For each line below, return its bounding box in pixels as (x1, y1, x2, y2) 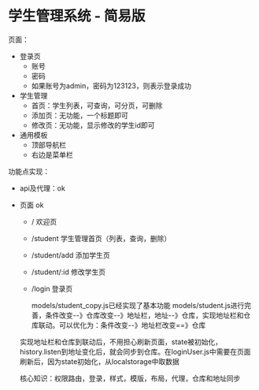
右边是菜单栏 (31, 150, 73, 159)
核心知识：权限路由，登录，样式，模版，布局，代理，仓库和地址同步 (19, 373, 241, 383)
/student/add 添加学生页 (31, 250, 110, 260)
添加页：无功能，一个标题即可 (31, 110, 128, 120)
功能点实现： (8, 166, 50, 176)
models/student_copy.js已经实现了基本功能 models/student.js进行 (31, 300, 245, 310)
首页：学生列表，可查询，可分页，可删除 (31, 100, 163, 110)
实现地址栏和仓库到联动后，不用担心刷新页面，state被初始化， (19, 336, 223, 347)
